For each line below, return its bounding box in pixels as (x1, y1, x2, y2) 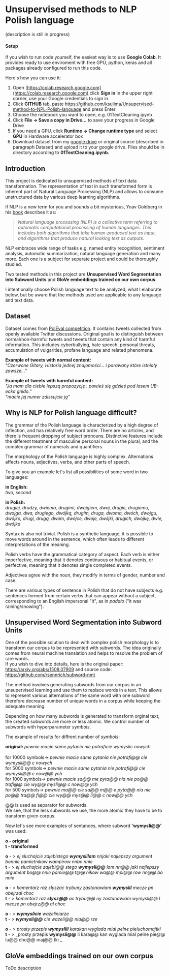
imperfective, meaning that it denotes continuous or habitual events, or (5, 557, 154, 563)
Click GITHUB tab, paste (12, 101, 64, 107)
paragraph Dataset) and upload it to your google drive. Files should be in (12, 144, 165, 150)
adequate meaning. (5, 703, 46, 710)
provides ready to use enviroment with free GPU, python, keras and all (5, 59, 152, 66)
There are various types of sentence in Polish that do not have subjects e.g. (5, 587, 163, 593)
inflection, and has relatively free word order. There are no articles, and (5, 427, 154, 433)
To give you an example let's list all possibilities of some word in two (5, 469, 148, 475)
